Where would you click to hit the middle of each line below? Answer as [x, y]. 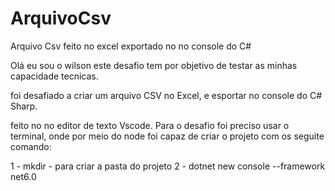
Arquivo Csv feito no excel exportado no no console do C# [131, 46]
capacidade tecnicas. [54, 76]
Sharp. [24, 106]
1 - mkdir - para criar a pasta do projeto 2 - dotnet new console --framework [168, 166]
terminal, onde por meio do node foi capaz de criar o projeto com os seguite [167, 136]
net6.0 [23, 176]
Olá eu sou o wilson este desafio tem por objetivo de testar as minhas [154, 65]
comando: [31, 146]
